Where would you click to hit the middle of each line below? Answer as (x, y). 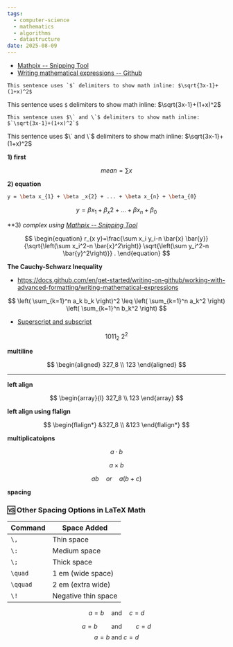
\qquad (21, 585)
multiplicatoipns (31, 438)
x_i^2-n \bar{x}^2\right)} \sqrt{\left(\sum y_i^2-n (140, 245)
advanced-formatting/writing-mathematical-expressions (98, 287)
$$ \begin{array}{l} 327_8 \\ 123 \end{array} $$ (116, 398)
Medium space (77, 551)
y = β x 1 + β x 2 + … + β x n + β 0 (116, 210)
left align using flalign (39, 412)
